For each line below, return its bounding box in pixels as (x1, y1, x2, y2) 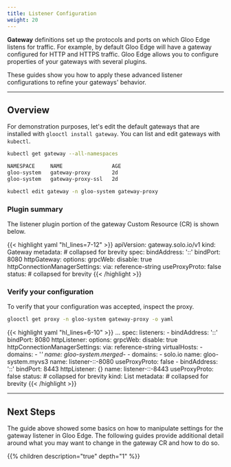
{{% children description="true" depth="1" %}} (7, 452, 140, 460)
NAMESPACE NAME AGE (7, 163, 122, 170)
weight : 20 (7, 17, 38, 23)
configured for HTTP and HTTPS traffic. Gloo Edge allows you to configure (7, 50, 219, 58)
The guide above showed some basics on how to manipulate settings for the (7, 424, 223, 432)
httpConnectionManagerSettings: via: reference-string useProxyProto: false (7, 262, 221, 270)
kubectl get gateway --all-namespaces (7, 151, 118, 158)
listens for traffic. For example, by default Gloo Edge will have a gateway (7, 43, 212, 51)
